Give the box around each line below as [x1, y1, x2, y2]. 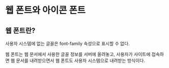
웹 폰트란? [5, 26, 36, 35]
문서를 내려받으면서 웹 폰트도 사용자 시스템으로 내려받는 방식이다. [16, 57, 145, 63]
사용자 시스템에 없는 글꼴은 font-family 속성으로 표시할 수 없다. [5, 41, 130, 46]
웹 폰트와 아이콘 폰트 [5, 5, 86, 16]
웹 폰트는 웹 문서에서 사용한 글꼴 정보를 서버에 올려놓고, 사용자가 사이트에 [5, 51, 151, 57]
